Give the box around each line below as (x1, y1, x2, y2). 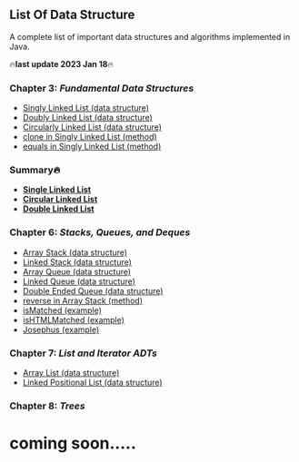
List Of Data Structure (9, 7, 135, 23)
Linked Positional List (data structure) (22, 377, 163, 388)
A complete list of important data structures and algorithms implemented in (9, 31, 291, 42)
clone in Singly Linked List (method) (22, 132, 157, 143)
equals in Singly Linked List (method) (22, 141, 162, 152)
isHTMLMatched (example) (22, 314, 125, 325)
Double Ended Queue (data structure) (22, 285, 164, 296)
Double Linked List (22, 203, 95, 214)
